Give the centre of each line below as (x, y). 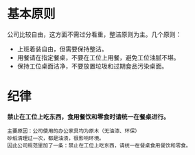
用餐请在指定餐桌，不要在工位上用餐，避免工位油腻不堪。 (98, 57)
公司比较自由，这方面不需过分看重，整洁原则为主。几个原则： (94, 34)
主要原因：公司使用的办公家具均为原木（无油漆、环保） (74, 131)
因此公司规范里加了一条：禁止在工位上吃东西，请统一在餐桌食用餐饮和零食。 (99, 145)
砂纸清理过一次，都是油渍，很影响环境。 (56, 138)
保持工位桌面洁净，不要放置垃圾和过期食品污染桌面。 (92, 66)
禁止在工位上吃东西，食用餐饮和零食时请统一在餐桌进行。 (88, 117)
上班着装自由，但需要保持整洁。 (62, 49)
